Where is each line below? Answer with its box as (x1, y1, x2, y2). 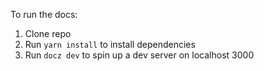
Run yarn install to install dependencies (24, 39, 196, 50)
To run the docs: (10, 9, 78, 20)
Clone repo (24, 28, 72, 39)
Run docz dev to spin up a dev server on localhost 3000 (24, 49, 255, 61)
